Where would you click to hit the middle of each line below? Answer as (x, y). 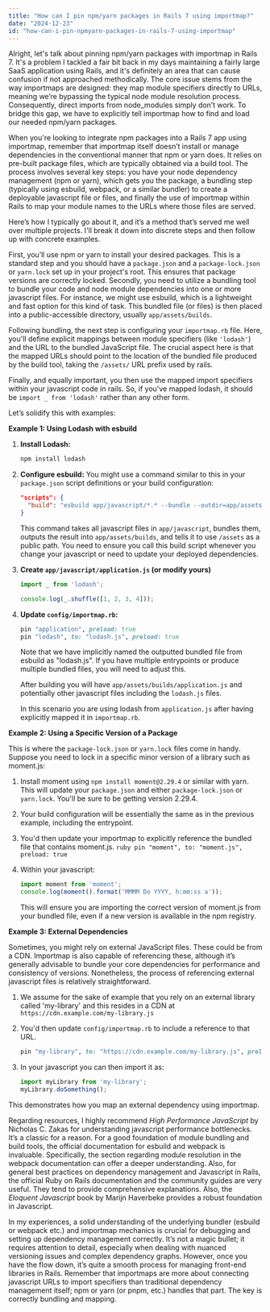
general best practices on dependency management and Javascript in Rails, (135, 1172)
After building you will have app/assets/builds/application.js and (131, 685)
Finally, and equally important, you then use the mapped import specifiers (131, 381)
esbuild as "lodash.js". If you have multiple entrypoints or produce (129, 660)
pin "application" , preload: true (78, 629)
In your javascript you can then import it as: (92, 1067)
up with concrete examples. (54, 239)
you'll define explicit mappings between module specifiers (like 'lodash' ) (130, 339)
